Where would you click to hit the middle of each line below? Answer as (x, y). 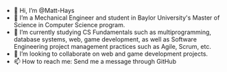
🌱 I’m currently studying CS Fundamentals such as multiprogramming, (112, 32)
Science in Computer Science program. (69, 25)
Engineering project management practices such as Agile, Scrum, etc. (112, 47)
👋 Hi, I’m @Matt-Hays (44, 11)
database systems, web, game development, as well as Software (105, 39)
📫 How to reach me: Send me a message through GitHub (95, 61)
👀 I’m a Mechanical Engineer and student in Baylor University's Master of (117, 18)
